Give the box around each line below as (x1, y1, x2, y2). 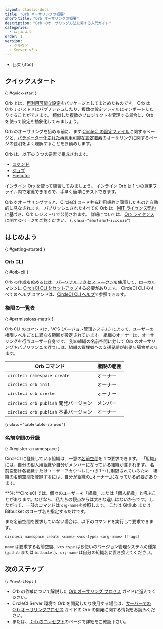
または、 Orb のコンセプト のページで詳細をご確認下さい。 (12, 618, 129, 624)
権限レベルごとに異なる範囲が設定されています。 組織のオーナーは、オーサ (5, 332, 154, 338)
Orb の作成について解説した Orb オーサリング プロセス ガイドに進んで (12, 588, 152, 594)
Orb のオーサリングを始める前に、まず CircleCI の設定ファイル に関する (5, 129, 147, 135)
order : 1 (5, 34, 23, 39)
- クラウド (9, 43, 29, 48)
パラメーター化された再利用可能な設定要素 (17, 135, 103, 141)
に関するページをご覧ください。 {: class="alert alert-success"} (5, 218, 131, 223)
